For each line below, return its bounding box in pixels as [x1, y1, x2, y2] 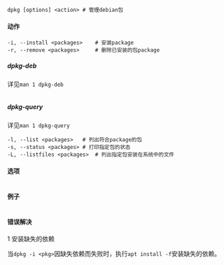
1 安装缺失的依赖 [7, 234, 55, 243]
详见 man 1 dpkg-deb [7, 80, 64, 89]
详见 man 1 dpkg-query [7, 121, 70, 129]
